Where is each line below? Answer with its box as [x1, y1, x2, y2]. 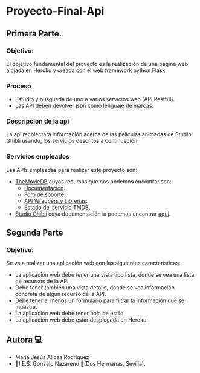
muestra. [15, 303, 37, 311]
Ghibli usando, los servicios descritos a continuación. [6, 137, 139, 145]
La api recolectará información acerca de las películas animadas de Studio [6, 131, 192, 138]
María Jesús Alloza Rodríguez [15, 354, 89, 361]
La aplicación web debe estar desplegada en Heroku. [15, 316, 148, 323]
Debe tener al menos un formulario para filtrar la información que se [15, 297, 185, 304]
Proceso [6, 82, 31, 90]
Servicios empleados [6, 153, 70, 161]
